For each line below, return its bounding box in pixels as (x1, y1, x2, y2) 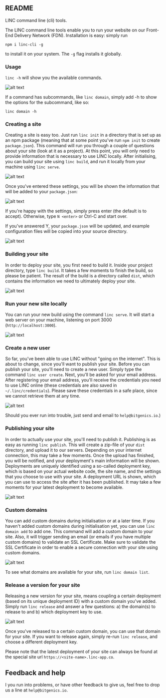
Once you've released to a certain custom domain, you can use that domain (5, 628, 161, 634)
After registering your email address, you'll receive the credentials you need (5, 377, 161, 383)
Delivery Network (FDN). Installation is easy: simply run (14, 32, 128, 38)
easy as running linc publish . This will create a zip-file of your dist (5, 442, 145, 448)
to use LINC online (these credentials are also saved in (5, 383, 117, 389)
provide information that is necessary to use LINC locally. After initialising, (5, 153, 157, 159)
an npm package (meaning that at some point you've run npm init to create (5, 137, 161, 143)
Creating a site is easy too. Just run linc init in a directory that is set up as (5, 132, 161, 138)
